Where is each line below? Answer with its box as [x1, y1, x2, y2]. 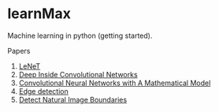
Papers [7, 46, 31, 55]
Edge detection [18, 86, 69, 95]
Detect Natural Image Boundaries [18, 95, 128, 104]
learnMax [7, 5, 72, 23]
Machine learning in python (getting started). [7, 31, 153, 40]
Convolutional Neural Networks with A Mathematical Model [18, 78, 211, 88]
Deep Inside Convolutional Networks [18, 69, 139, 79]
